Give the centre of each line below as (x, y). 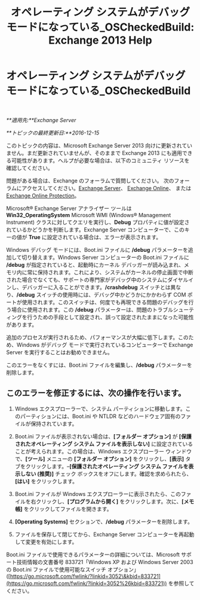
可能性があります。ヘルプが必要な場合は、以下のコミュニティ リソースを (100, 160)
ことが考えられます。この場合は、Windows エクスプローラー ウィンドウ (103, 451)
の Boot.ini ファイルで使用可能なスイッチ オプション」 (73, 569)
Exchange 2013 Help (100, 40)
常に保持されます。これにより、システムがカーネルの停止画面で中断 (110, 272)
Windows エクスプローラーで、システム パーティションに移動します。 (100, 409)
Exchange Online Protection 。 (43, 196)
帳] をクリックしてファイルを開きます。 (63, 508)
